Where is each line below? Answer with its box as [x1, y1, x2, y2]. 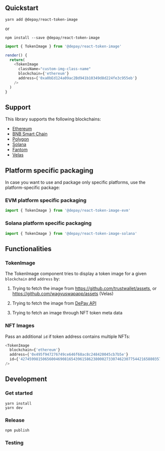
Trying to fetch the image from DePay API [12, 301, 97, 306]
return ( [9, 57, 26, 62]
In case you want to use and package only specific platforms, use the [5, 180, 146, 186]
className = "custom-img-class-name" [18, 67, 91, 72]
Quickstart [5, 4, 39, 12]
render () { [5, 53, 27, 58]
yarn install [5, 401, 32, 406]
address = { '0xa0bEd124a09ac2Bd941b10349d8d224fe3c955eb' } [18, 76, 137, 81]
